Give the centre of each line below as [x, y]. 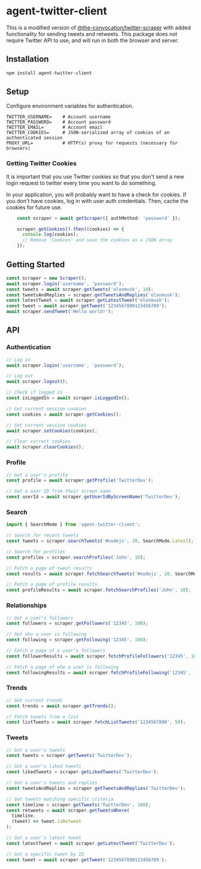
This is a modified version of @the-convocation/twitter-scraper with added [99, 28]
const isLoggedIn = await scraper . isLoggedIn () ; [68, 398]
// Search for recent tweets [42, 535]
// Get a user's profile [37, 475]
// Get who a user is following [46, 634]
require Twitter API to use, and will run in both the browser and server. [92, 40]
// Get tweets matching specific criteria [60, 799]
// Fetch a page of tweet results [49, 568]
